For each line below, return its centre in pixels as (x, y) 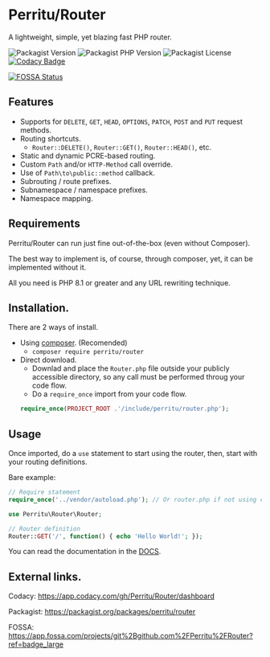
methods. (36, 129)
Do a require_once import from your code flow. (109, 394)
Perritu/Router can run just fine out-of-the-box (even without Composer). (129, 243)
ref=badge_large (36, 644)
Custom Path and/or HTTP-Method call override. (96, 164)
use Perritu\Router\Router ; (55, 514)
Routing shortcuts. (51, 138)
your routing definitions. (48, 462)
